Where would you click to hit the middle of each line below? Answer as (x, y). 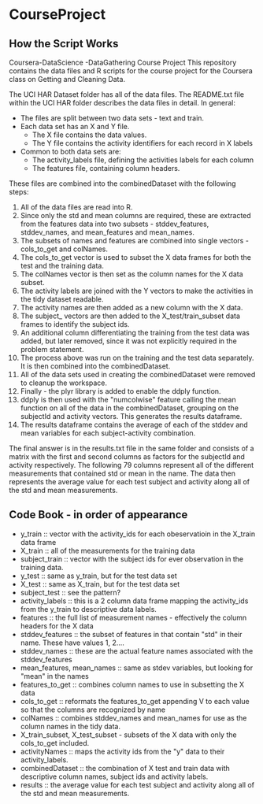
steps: (19, 192)
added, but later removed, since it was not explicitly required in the (128, 341)
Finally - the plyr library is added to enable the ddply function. (120, 391)
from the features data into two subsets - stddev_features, (115, 224)
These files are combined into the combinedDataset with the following (122, 183)
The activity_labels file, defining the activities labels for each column (143, 160)
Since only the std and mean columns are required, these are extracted (135, 215)
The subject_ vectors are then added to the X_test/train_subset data (130, 316)
